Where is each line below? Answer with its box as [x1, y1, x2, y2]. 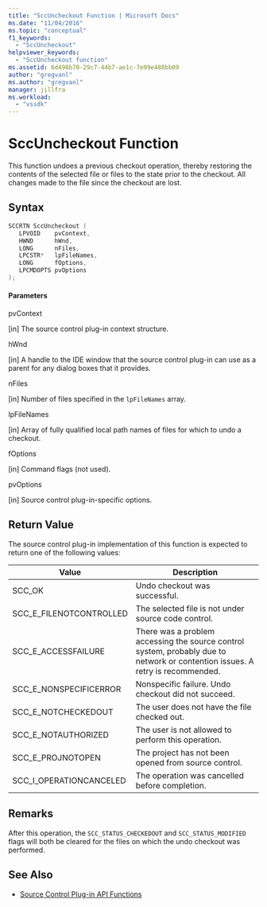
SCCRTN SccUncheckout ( [8, 222, 87, 230]
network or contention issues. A [135, 656, 254, 667]
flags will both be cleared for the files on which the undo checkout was [8, 836, 241, 846]
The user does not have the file [135, 701, 252, 712]
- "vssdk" [15, 100, 48, 108]
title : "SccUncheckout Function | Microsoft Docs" [8, 11, 180, 20]
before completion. [135, 780, 207, 791]
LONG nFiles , [18, 244, 80, 252]
